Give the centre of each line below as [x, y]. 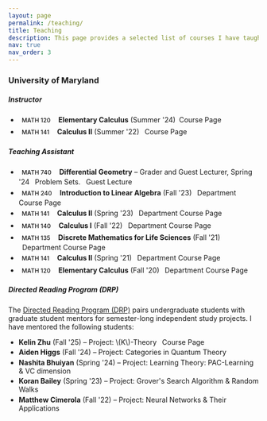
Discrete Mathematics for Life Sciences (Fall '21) [139, 237]
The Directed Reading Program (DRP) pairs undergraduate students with [127, 310]
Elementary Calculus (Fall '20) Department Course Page [153, 270]
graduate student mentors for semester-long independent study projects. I [130, 318]
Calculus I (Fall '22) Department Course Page [135, 225]
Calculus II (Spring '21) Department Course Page [139, 258]
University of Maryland [54, 80]
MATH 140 [36, 226]
